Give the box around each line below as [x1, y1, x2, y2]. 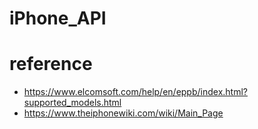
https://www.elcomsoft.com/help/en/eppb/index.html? [23, 86, 248, 98]
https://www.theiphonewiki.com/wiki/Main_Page [23, 107, 224, 119]
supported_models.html [23, 97, 122, 109]
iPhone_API [9, 7, 107, 30]
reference [9, 53, 93, 76]
